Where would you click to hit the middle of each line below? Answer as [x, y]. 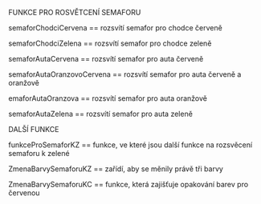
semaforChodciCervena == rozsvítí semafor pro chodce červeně [115, 28]
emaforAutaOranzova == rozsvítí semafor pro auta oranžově [108, 98]
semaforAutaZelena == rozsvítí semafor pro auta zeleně [100, 114]
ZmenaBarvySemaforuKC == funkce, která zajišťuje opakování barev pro [128, 184]
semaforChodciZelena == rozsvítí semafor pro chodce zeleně [110, 43]
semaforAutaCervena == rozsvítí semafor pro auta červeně [106, 59]
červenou [24, 193]
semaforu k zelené [39, 153]
